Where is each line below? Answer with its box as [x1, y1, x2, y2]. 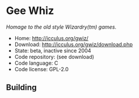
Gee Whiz [6, 4, 54, 17]
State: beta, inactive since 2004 [14, 47, 92, 54]
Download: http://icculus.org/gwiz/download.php [14, 41, 133, 48]
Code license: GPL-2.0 [14, 65, 69, 72]
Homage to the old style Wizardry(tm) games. [6, 23, 117, 30]
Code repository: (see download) [14, 53, 95, 60]
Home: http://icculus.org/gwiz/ [14, 34, 89, 41]
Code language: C [14, 60, 58, 66]
